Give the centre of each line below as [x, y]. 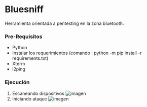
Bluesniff [24, 9]
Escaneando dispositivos [38, 93]
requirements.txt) [30, 58]
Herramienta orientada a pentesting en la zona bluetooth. [64, 23]
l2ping [19, 69]
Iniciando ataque [30, 99]
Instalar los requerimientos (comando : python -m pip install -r [77, 53]
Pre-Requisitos [24, 37]
